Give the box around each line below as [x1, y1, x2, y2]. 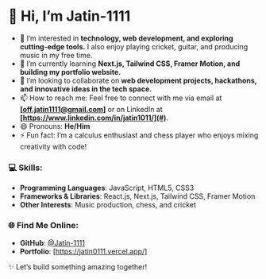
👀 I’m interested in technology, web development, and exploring [19, 33, 233, 43]
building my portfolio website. [19, 67, 121, 76]
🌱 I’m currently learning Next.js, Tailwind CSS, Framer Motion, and [19, 59, 241, 68]
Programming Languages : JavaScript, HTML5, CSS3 [19, 183, 195, 193]
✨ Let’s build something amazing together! [8, 262, 148, 271]
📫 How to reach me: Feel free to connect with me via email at [19, 93, 222, 103]
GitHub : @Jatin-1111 [19, 238, 86, 247]
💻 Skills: [8, 162, 43, 173]
